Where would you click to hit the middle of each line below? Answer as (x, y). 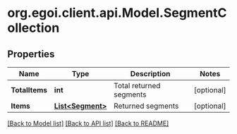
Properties (31, 54)
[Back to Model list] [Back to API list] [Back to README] (88, 123)
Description (150, 74)
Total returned (137, 86)
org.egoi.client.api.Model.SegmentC (117, 13)
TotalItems (29, 90)
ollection (34, 28)
